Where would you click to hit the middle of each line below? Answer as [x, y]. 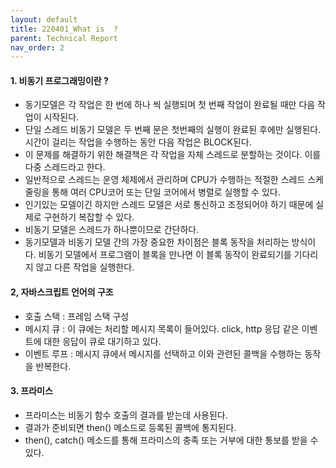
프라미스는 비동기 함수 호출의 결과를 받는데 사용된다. [126, 415]
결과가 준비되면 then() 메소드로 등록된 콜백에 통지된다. [130, 427]
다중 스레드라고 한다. [65, 167]
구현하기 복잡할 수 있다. [89, 217]
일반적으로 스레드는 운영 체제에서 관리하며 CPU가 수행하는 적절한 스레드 [165, 180]
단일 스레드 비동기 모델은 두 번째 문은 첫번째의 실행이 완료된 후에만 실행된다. [173, 130]
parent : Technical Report [64, 38]
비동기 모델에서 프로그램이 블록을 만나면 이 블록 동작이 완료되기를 [165, 255]
